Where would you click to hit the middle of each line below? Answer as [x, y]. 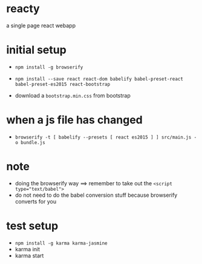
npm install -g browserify [49, 67]
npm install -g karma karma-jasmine [61, 243]
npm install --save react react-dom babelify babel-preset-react [99, 79]
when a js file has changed [75, 120]
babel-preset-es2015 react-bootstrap [63, 84]
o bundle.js [30, 142]
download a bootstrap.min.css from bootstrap [73, 95]
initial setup [36, 50]
